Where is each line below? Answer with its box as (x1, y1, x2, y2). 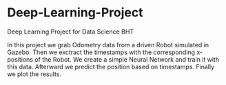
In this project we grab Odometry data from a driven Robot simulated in (7, 40, 209, 49)
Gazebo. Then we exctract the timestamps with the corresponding (7, 48, 195, 56)
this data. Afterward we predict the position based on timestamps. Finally (7, 62, 215, 71)
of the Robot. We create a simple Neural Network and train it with (34, 55, 219, 63)
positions (7, 55, 33, 63)
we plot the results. (7, 70, 62, 78)
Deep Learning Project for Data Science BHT (7, 27, 134, 36)
